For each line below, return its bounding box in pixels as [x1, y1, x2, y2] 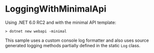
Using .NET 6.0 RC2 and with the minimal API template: [5, 19, 116, 25]
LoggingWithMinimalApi [5, 3, 106, 15]
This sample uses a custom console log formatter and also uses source [5, 37, 149, 43]
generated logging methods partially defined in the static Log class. [5, 42, 141, 48]
